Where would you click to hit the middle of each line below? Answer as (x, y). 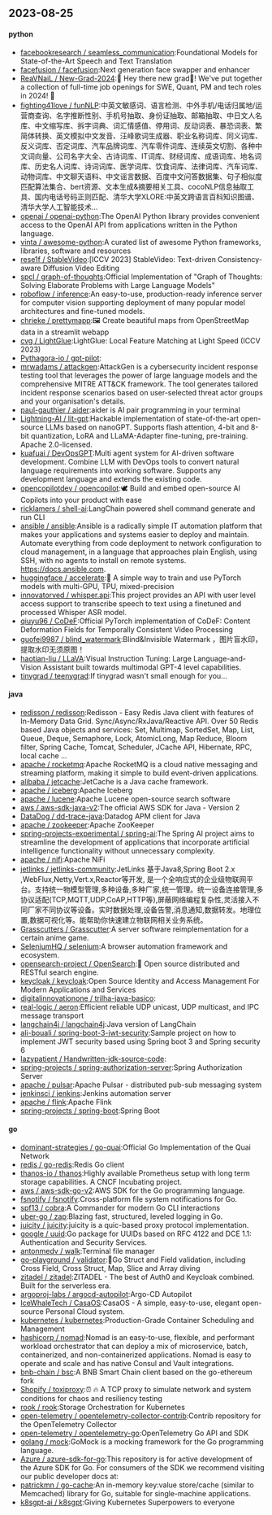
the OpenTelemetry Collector (69, 1424)
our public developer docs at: (69, 1476)
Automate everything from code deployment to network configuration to (141, 543)
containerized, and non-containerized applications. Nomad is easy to (136, 1355)
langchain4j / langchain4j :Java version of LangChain (108, 1024)
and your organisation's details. (73, 401)
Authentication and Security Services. (84, 1242)
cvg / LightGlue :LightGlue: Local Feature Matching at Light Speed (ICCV (140, 340)
